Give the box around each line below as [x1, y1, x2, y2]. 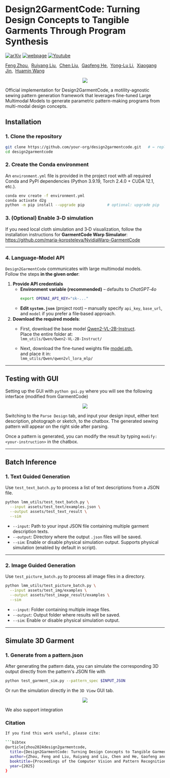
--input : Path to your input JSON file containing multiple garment [12, 523, 149, 529]
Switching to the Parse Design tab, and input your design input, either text [5, 412, 159, 418]
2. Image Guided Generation [5, 561, 76, 569]
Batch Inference [5, 458, 57, 466]
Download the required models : [12, 316, 80, 322]
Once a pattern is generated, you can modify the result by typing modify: [5, 433, 158, 439]
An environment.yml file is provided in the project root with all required [5, 172, 151, 179]
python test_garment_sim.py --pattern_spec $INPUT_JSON [5, 678, 125, 683]
